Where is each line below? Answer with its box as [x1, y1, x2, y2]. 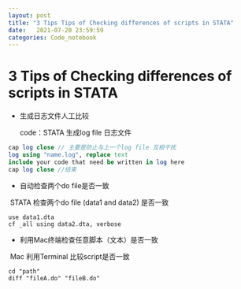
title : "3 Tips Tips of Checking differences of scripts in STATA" [8, 19, 235, 27]
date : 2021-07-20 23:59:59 [8, 26, 104, 34]
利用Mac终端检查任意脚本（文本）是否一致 [19, 235, 159, 244]
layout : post [8, 11, 51, 20]
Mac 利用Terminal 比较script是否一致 [9, 251, 130, 261]
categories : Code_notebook [8, 33, 97, 42]
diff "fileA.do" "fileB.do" [8, 274, 101, 282]
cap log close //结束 [8, 165, 77, 173]
